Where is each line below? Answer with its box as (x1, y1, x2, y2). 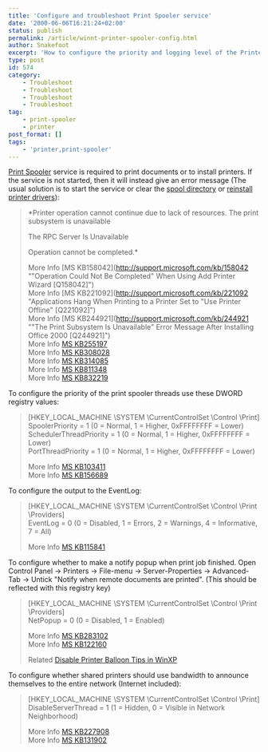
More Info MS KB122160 (27, 639, 108, 649)
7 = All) (27, 527, 52, 536)
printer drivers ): (8, 192, 60, 202)
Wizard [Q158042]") (27, 280, 94, 290)
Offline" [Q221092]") (27, 305, 97, 315)
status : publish (8, 26, 62, 34)
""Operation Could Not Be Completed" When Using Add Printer (27, 271, 236, 281)
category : (8, 71, 41, 79)
